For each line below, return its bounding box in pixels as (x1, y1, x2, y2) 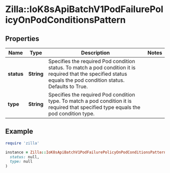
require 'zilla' (5, 140, 39, 146)
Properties (5, 34, 39, 43)
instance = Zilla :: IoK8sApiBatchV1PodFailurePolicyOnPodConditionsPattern (5, 150, 166, 155)
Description (80, 49, 110, 56)
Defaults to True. (48, 83, 88, 90)
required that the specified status (48, 71, 127, 77)
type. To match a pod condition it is (48, 97, 132, 104)
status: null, (10, 154, 39, 159)
